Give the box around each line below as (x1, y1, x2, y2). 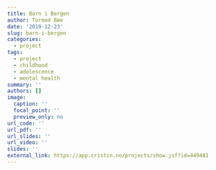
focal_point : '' (13, 107, 60, 114)
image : (7, 94, 26, 101)
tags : (7, 49, 23, 56)
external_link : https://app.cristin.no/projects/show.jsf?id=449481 (7, 152, 209, 160)
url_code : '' (7, 119, 45, 127)
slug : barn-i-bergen (7, 29, 67, 37)
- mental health (13, 74, 60, 82)
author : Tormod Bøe (7, 17, 64, 24)
